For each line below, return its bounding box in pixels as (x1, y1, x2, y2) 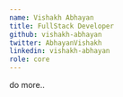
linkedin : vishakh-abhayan (9, 47, 110, 56)
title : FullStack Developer (9, 22, 115, 31)
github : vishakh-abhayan (9, 30, 102, 39)
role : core (9, 55, 50, 64)
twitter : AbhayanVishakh (9, 38, 102, 48)
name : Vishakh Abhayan (9, 13, 94, 22)
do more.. (9, 80, 45, 90)
